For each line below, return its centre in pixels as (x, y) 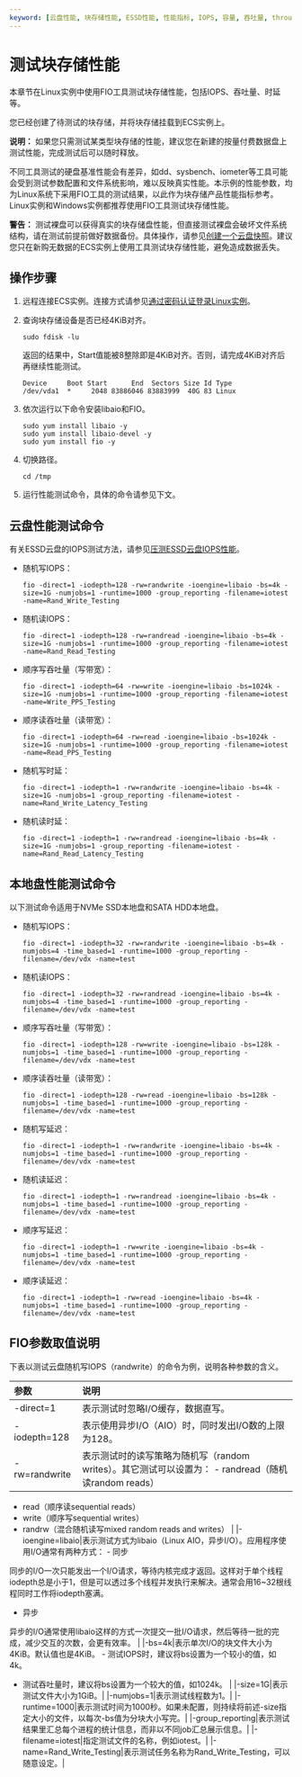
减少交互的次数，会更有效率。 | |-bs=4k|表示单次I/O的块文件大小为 (148, 1642)
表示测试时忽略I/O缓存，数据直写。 (156, 1408)
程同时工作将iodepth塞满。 (59, 1593)
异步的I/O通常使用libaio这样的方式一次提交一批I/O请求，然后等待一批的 (141, 1631)
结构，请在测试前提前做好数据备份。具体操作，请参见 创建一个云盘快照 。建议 (151, 236)
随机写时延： (46, 771)
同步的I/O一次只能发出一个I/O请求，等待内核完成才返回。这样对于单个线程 (147, 1570)
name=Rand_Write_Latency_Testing (85, 803)
